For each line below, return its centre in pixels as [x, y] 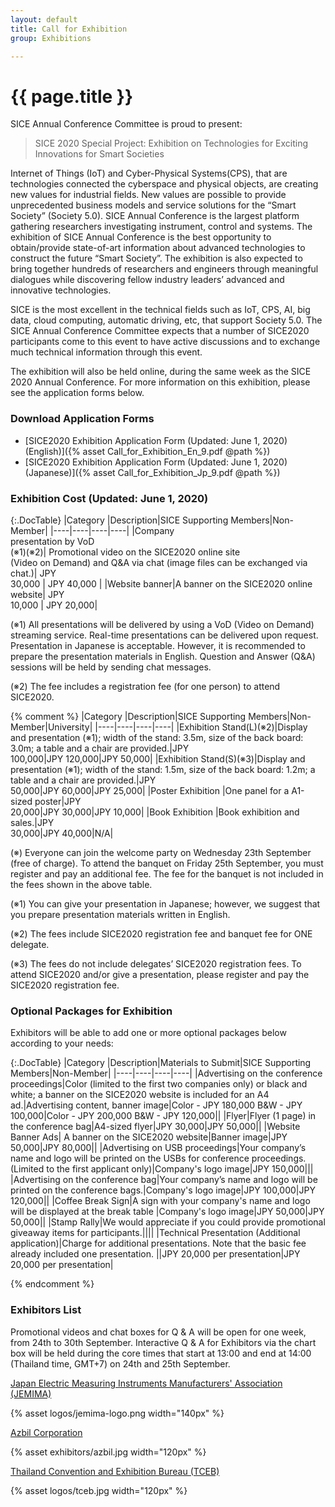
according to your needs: [62, 1043]
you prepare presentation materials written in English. [120, 914]
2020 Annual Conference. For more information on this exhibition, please [160, 382]
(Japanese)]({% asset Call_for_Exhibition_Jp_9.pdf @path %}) [152, 472]
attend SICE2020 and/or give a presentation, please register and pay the [160, 974]
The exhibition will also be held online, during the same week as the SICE [161, 372]
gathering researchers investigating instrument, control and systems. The [161, 227]
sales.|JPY [32, 822]
